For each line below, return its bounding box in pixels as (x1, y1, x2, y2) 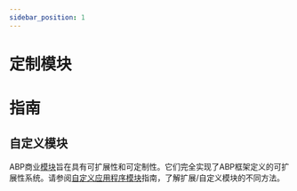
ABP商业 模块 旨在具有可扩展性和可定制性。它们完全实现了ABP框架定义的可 (9, 161, 282, 171)
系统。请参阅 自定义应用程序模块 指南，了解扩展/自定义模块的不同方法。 (24, 172, 285, 183)
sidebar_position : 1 (9, 12, 86, 22)
